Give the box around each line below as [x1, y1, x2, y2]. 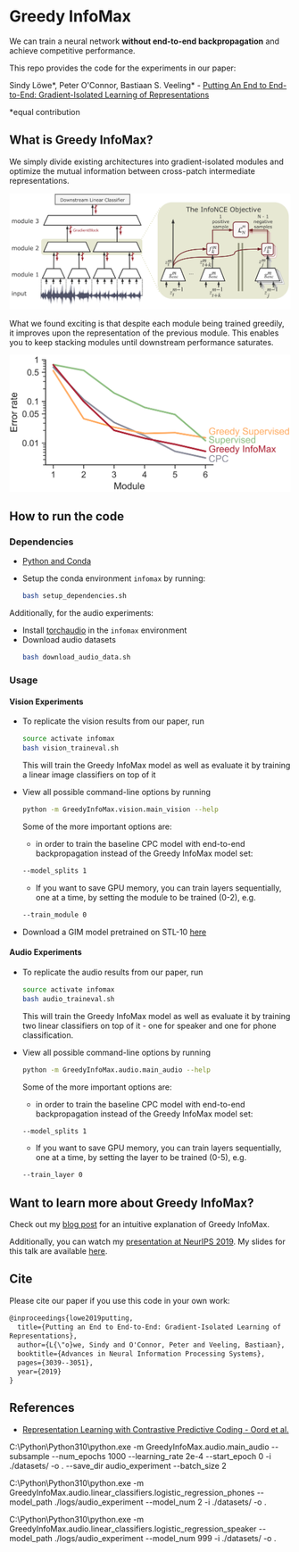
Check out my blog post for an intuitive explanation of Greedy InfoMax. [9, 1219, 270, 1230]
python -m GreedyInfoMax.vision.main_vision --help [21, 805, 219, 814]
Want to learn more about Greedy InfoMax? [9, 1195, 254, 1210]
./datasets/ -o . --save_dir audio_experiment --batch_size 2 [9, 1460, 227, 1471]
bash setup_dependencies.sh [21, 592, 127, 601]
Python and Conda [21, 556, 92, 567]
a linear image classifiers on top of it [21, 769, 156, 780]
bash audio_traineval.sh [21, 994, 115, 1003]
